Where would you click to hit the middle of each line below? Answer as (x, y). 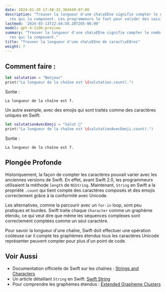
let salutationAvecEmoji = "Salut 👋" (44, 125)
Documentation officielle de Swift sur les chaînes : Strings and (76, 268)
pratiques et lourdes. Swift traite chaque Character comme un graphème (79, 210)
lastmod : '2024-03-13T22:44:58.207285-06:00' (53, 23)
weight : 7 (15, 46)
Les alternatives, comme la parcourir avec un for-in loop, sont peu (73, 205)
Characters (24, 273)
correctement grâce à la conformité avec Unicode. (56, 195)
